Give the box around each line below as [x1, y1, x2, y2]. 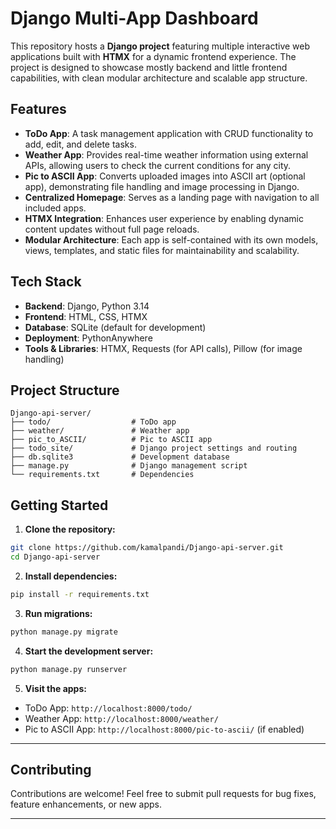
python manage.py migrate [10, 627, 118, 637]
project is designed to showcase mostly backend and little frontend [10, 61, 288, 73]
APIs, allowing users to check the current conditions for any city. [24, 159, 292, 171]
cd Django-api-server [10, 552, 101, 562]
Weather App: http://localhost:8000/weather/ [24, 712, 219, 724]
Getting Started [10, 497, 109, 514]
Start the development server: [24, 645, 154, 657]
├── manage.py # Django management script [10, 461, 248, 471]
